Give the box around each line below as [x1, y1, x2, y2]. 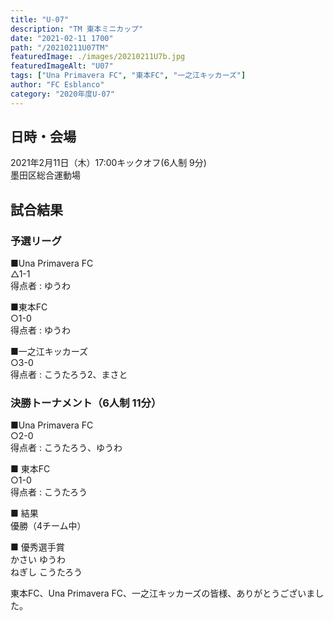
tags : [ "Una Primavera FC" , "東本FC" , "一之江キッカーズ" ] [10, 71, 247, 81]
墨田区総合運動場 [10, 169, 81, 181]
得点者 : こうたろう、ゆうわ [10, 442, 123, 454]
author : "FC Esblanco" [10, 80, 105, 90]
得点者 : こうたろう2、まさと [10, 369, 128, 381]
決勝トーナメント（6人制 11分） [10, 396, 162, 410]
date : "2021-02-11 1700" [10, 33, 114, 43]
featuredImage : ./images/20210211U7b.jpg [10, 52, 186, 62]
